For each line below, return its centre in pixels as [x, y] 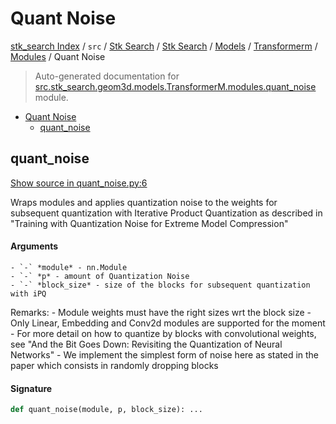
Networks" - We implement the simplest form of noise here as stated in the [165, 354]
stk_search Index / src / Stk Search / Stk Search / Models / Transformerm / [164, 46]
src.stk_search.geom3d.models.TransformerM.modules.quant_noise [175, 86]
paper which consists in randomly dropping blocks [114, 365]
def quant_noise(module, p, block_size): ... [106, 410]
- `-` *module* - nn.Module [69, 267]
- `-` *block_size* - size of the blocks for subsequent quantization [160, 285]
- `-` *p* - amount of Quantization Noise [100, 276]
